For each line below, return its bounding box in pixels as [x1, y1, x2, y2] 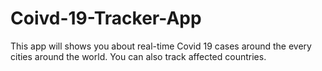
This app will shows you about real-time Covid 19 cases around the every [10, 40, 312, 52]
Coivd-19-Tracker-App [10, 7, 202, 30]
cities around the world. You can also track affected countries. [10, 50, 267, 62]
